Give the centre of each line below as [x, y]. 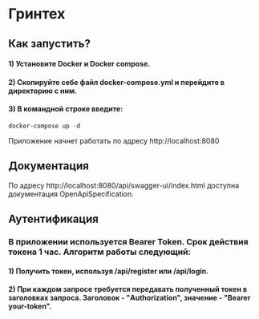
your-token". [30, 306]
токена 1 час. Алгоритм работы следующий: [99, 252]
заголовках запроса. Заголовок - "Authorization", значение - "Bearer [129, 298]
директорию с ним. [43, 91]
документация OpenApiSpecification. [71, 194]
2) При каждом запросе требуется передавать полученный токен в [127, 289]
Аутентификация [53, 219]
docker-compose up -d [45, 126]
